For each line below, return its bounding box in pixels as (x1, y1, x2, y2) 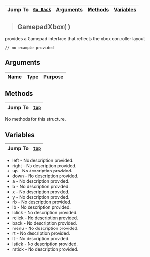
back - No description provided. (12, 220, 77, 226)
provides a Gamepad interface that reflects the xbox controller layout (5, 35, 145, 41)
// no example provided (5, 45, 54, 50)
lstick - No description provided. (12, 241, 78, 247)
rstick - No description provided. (12, 246, 79, 252)
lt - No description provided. (12, 236, 70, 242)
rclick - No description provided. (12, 215, 78, 221)
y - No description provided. (12, 194, 70, 200)
